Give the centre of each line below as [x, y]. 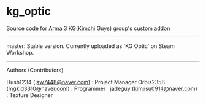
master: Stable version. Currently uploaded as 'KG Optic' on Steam [90, 46]
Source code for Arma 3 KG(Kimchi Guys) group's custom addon [88, 28]
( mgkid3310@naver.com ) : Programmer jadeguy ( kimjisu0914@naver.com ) [102, 88]
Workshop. [20, 52]
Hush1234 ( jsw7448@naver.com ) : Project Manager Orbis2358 [86, 82]
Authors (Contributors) [35, 70]
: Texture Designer [30, 95]
